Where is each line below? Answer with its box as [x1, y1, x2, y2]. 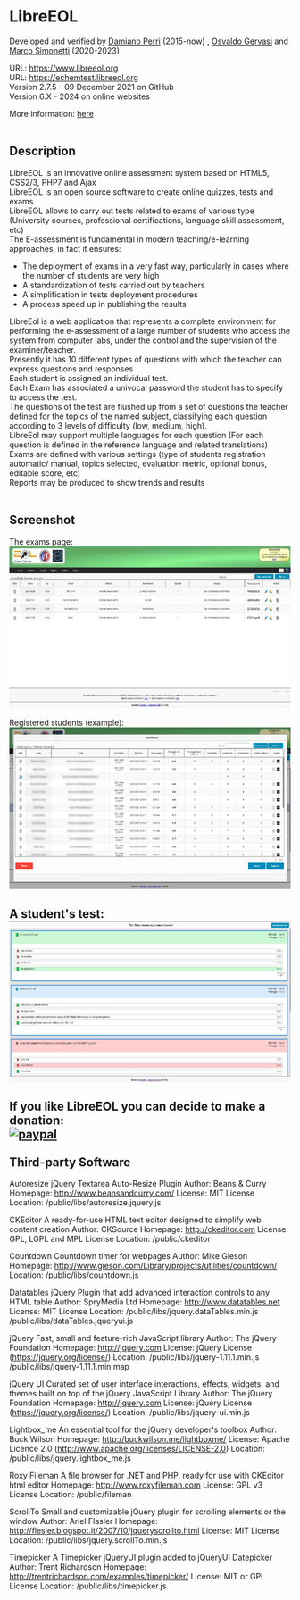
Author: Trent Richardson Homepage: [9, 1562, 147, 1572]
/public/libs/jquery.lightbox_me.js [9, 1453, 131, 1463]
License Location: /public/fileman [9, 1489, 132, 1500]
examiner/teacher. [9, 344, 76, 354]
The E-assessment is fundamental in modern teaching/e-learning [9, 234, 250, 245]
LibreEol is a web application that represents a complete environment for [9, 315, 277, 327]
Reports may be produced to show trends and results [9, 477, 205, 487]
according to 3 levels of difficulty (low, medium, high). [9, 420, 207, 430]
